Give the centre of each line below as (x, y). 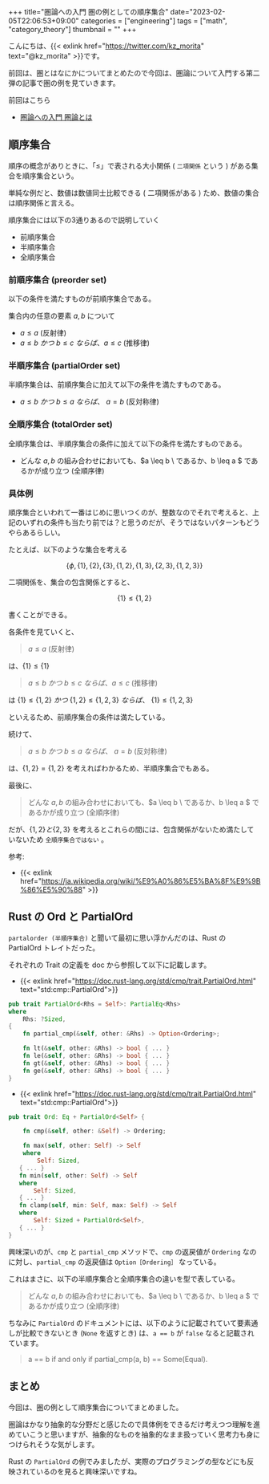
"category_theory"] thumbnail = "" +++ (72, 29)
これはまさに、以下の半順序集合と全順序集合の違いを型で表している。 (124, 1279)
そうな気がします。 (67, 1444)
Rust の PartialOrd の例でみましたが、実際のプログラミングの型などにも (128, 1461)
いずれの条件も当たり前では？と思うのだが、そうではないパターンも (134, 522)
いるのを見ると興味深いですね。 (88, 1471)
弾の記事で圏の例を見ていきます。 (64, 83)
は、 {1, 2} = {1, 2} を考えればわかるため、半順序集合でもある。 (111, 768)
